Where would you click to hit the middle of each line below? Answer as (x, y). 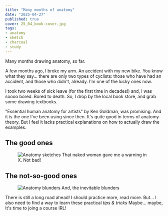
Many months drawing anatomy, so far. (45, 61)
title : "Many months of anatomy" (40, 10)
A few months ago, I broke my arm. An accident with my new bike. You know (84, 71)
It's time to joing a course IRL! (36, 208)
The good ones (29, 143)
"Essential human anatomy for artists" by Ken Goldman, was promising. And (83, 111)
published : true (22, 19)
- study (13, 47)
